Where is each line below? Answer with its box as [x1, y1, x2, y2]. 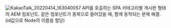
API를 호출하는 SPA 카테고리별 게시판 [81, 5, 157, 10]
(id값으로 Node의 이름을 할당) [5, 17, 65, 23]
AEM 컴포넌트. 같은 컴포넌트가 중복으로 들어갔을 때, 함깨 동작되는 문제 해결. [10, 11, 161, 17]
